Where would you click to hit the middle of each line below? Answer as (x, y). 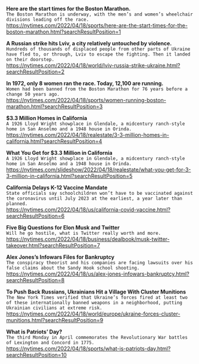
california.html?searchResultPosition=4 (54, 141)
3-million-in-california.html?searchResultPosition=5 (69, 176)
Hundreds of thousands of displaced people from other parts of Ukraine (98, 49)
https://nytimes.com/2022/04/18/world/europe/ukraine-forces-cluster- (93, 314)
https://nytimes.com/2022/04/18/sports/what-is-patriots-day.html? (88, 348)
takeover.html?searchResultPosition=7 (53, 245)
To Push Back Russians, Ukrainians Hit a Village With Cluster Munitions (96, 292)
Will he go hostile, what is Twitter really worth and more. (84, 233)
